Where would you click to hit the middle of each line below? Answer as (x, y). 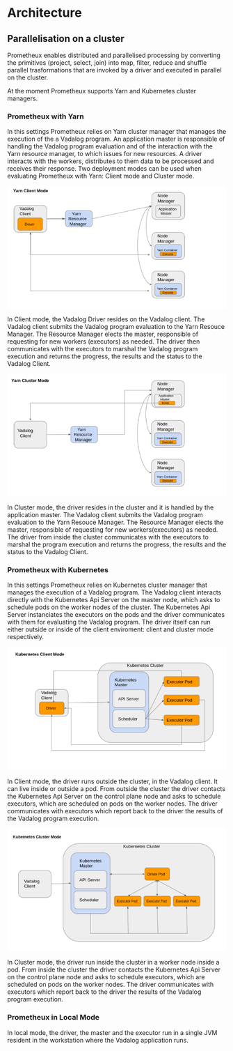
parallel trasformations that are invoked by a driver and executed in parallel (114, 70)
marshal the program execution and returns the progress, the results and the (117, 544)
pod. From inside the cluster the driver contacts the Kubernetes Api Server (114, 969)
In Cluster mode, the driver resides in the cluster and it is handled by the (111, 507)
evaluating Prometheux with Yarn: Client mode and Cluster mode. (101, 176)
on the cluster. (28, 77)
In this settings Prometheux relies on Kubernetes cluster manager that (107, 585)
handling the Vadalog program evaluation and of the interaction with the (110, 146)
